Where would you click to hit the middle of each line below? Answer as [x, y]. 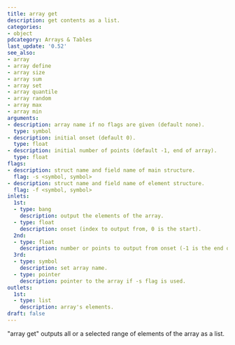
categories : [24, 27]
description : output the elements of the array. [92, 216]
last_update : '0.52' [37, 46]
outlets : [20, 287]
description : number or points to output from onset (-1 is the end [122, 249]
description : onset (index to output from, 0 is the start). [111, 229]
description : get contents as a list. [64, 20]
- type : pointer [37, 274]
